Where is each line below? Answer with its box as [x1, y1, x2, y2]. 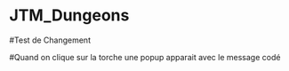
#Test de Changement [9, 35, 92, 45]
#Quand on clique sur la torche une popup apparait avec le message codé [9, 51, 281, 62]
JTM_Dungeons [9, 5, 130, 26]
